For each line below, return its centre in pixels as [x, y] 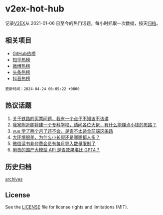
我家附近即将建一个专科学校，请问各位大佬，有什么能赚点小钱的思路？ [84, 124]
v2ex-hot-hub [35, 9]
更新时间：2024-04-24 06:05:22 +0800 [42, 89]
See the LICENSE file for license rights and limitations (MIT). [67, 207]
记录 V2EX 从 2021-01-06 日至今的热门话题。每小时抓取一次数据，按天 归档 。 [83, 23]
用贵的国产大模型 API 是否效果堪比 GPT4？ [56, 149]
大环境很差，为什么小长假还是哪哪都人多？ [56, 137]
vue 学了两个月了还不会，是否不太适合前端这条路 [63, 131]
